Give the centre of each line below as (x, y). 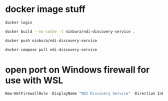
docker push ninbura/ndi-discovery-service (51, 40)
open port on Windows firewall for (77, 70)
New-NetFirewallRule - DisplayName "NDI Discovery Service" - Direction (80, 93)
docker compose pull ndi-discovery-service (51, 49)
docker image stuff (45, 9)
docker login (19, 22)
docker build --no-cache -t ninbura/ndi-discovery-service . (70, 31)
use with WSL (34, 80)
